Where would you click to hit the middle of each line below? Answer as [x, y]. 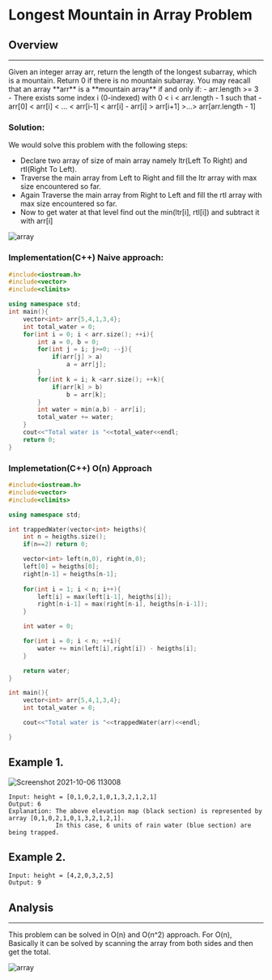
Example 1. [36, 762]
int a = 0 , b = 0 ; [68, 342]
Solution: [27, 127]
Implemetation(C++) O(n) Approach [80, 468]
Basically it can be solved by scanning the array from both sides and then [131, 944]
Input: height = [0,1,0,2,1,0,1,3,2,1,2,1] [83, 797]
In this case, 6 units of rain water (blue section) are [153, 825]
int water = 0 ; [49, 627]
